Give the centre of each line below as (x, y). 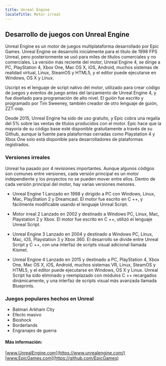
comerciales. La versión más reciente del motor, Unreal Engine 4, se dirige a (83, 62)
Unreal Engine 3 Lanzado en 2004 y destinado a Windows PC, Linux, (83, 234)
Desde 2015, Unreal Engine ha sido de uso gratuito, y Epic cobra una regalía (83, 118)
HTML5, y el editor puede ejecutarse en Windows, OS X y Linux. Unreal (85, 270)
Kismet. (20, 250)
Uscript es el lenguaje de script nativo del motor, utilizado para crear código (83, 88)
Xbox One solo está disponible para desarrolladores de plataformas (74, 139)
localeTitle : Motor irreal (33, 14)
